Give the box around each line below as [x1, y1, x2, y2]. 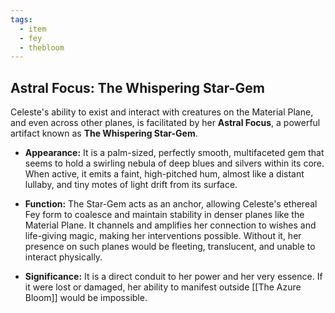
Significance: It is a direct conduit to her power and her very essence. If [24, 271, 323, 283]
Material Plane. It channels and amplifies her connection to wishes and [24, 219, 317, 231]
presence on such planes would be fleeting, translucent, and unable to [24, 241, 316, 253]
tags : [10, 14, 33, 25]
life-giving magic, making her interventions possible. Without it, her [24, 230, 302, 242]
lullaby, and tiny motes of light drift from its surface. [24, 179, 238, 191]
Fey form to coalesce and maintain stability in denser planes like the [24, 209, 305, 221]
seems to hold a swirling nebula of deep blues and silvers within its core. [24, 157, 325, 170]
